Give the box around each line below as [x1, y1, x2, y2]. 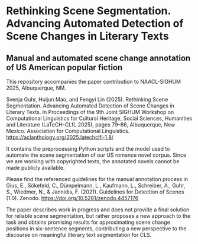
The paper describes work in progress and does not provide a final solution [6, 206, 190, 213]
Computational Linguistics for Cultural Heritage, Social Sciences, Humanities [6, 115, 193, 122]
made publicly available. [6, 164, 65, 171]
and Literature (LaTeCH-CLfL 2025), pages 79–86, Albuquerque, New [6, 121, 176, 128]
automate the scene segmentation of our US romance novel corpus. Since [6, 151, 187, 159]
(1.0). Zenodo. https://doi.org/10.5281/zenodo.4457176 [6, 195, 139, 201]
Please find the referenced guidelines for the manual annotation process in [6, 176, 188, 182]
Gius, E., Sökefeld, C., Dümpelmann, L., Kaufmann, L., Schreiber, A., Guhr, [6, 182, 186, 189]
